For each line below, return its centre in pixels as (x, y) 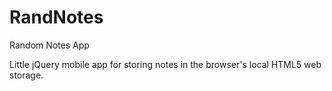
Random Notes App (49, 45)
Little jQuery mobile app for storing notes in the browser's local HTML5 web (165, 64)
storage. (26, 75)
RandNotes (56, 17)
